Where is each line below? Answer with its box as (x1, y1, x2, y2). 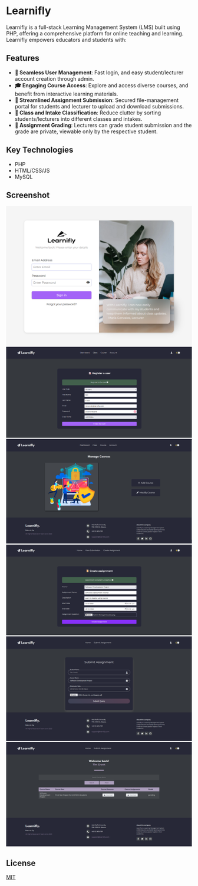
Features (6, 53, 39, 63)
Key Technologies (6, 145, 74, 155)
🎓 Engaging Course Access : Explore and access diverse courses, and (14, 81, 189, 89)
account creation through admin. (14, 75, 94, 82)
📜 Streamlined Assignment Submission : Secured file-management (14, 96, 179, 104)
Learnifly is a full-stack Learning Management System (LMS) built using (6, 24, 181, 31)
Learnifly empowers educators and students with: (6, 36, 127, 43)
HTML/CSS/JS (14, 167, 50, 174)
